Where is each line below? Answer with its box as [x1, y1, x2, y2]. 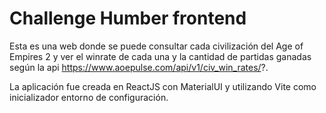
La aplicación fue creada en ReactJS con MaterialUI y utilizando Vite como [9, 80, 317, 92]
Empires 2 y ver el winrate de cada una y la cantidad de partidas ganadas [9, 50, 312, 62]
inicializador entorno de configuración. [9, 91, 169, 103]
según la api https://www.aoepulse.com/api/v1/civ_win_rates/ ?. [9, 61, 269, 73]
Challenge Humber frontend [9, 7, 247, 30]
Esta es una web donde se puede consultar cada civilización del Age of [9, 40, 304, 52]
